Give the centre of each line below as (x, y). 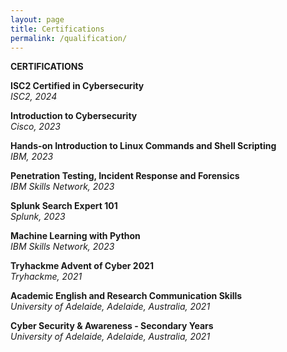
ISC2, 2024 (34, 97)
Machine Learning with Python (75, 236)
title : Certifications (57, 29)
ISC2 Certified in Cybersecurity (77, 86)
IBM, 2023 (32, 157)
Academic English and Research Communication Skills (126, 296)
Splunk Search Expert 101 (64, 206)
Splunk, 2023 (38, 217)
